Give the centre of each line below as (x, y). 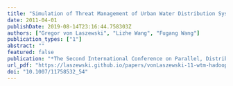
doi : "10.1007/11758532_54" (48, 71)
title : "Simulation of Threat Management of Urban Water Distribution (111, 14)
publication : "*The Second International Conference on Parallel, (105, 59)
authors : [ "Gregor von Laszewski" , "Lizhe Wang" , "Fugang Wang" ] (103, 33)
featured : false (31, 53)
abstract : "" (26, 46)
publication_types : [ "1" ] (44, 40)
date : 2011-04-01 (32, 20)
